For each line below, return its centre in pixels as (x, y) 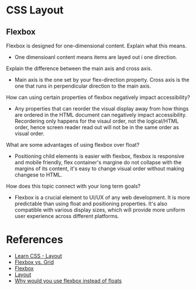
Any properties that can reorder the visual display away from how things (102, 108)
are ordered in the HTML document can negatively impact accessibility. (101, 115)
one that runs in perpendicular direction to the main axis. (82, 86)
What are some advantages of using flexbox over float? (73, 145)
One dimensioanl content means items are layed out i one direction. (96, 57)
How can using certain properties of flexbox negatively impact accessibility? (98, 97)
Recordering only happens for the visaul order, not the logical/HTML (97, 121)
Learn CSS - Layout (38, 256)
